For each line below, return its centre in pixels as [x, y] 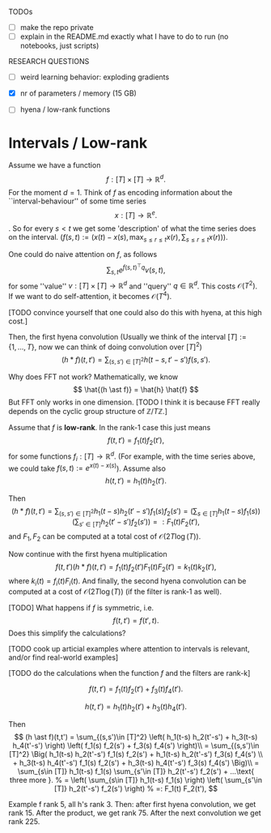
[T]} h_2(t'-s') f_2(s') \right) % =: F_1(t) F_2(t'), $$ [136, 788]
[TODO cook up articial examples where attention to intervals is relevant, [129, 649]
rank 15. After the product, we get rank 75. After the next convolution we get [135, 813]
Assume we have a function [55, 165]
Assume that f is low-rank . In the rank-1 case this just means [110, 428]
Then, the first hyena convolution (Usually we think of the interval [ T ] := [127, 337]
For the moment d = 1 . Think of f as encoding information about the [121, 192]
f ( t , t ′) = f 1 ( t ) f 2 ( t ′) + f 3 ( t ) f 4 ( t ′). [136, 690]
